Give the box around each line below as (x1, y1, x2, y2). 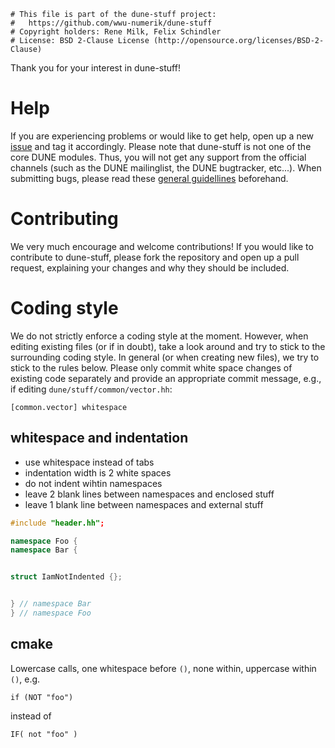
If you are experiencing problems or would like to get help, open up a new (10, 130, 315, 142)
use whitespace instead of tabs (24, 456, 155, 468)
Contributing (10, 208, 119, 230)
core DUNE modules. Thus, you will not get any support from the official (10, 151, 307, 163)
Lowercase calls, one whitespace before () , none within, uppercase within (10, 662, 317, 674)
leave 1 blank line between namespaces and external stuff (24, 498, 264, 510)
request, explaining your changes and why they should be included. (10, 261, 290, 274)
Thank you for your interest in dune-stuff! (10, 62, 181, 74)
